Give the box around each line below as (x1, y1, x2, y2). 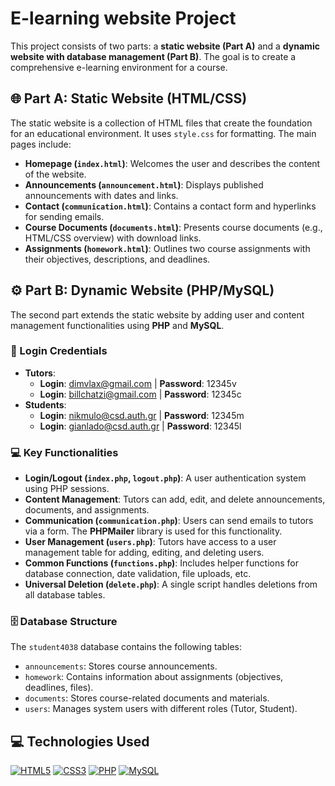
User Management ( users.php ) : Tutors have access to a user (24, 536, 277, 548)
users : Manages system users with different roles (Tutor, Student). (24, 703, 298, 715)
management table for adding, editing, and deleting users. (24, 547, 265, 559)
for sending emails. (24, 210, 105, 222)
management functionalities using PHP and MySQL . (10, 319, 225, 331)
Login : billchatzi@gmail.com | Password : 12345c (39, 388, 242, 400)
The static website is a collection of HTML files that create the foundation (10, 117, 313, 129)
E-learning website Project (10, 7, 237, 30)
